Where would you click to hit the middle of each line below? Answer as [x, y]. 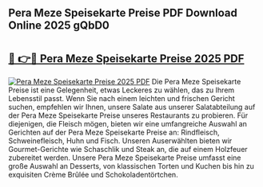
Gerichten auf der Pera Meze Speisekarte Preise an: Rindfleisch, [114, 132]
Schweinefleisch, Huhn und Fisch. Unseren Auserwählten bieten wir [120, 141]
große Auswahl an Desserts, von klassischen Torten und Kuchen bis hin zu [131, 166]
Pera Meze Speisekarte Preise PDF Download [123, 13]
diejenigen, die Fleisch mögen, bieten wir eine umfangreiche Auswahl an [128, 124]
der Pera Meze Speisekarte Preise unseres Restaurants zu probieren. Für [128, 115]
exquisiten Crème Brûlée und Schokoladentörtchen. [93, 175]
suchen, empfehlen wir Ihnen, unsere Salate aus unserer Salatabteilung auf [132, 107]
